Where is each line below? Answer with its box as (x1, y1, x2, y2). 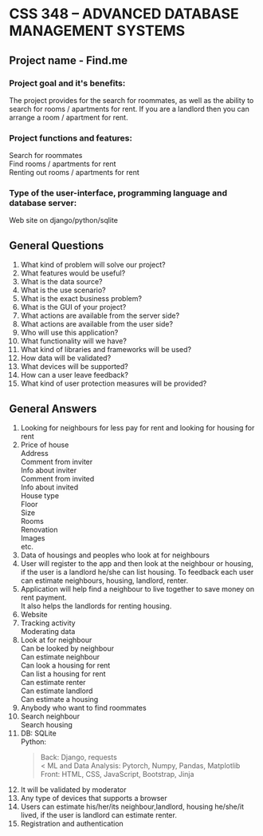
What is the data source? (20, 277, 103, 287)
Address (20, 449, 49, 458)
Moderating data (20, 627, 76, 636)
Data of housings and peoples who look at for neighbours (20, 550, 210, 560)
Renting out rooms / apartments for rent (9, 168, 139, 177)
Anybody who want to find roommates (20, 703, 147, 713)
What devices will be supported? (20, 362, 128, 371)
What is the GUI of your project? (20, 303, 127, 312)
